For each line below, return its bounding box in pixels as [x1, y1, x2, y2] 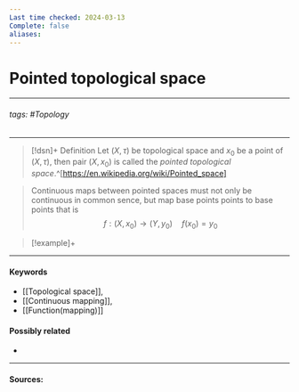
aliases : [9, 29, 42, 38]
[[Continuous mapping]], [21, 296, 113, 306]
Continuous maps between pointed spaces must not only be [30, 185, 252, 196]
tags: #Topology [9, 109, 69, 119]
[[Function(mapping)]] [21, 305, 104, 316]
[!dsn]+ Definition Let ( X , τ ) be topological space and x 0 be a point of [30, 144, 284, 158]
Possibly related [9, 325, 71, 336]
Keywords [9, 266, 48, 277]
